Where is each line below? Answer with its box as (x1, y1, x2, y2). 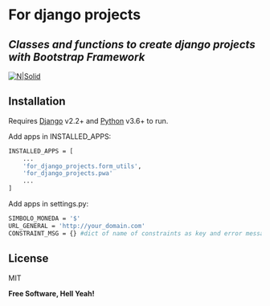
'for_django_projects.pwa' (22, 169, 113, 177)
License (8, 251, 49, 266)
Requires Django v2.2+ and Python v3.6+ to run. (8, 116, 169, 125)
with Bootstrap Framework (8, 50, 145, 63)
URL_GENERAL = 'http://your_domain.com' (8, 222, 146, 230)
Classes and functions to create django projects (8, 38, 256, 51)
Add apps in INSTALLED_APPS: (8, 131, 112, 141)
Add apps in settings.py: (8, 199, 89, 209)
